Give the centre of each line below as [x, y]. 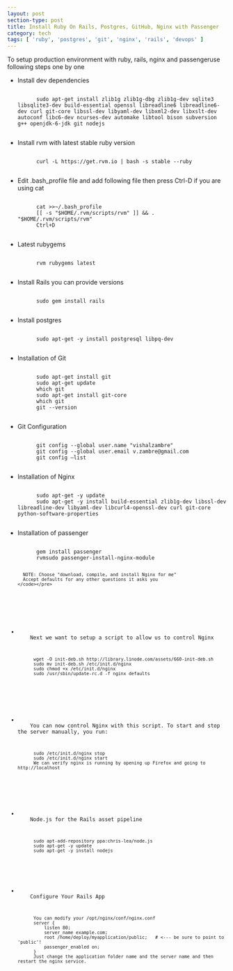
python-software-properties [58, 514]
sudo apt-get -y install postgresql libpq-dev [105, 339]
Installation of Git [41, 358]
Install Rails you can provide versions [70, 283]
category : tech [29, 33]
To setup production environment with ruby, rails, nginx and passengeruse [114, 59]
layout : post [26, 14]
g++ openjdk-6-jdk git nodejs [61, 124]
